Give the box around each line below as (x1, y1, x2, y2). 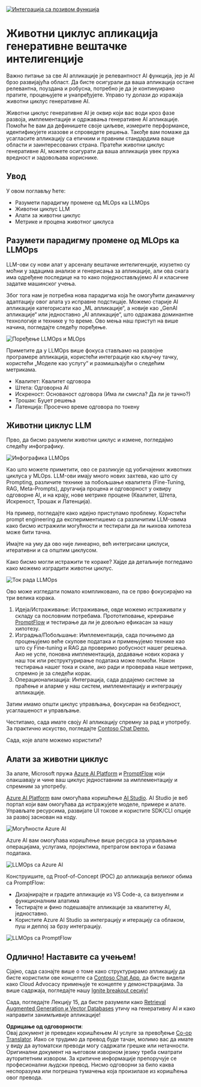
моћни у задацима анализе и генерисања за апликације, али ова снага (6, 267, 189, 274)
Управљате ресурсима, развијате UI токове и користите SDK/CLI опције (6, 807, 191, 814)
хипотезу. (14, 625, 40, 632)
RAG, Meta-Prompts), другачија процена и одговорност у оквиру (6, 485, 172, 492)
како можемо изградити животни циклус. (6, 565, 113, 572)
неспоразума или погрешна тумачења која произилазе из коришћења (6, 1068, 188, 1074)
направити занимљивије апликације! (6, 1011, 101, 1018)
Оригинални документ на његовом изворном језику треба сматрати (6, 1049, 182, 1055)
